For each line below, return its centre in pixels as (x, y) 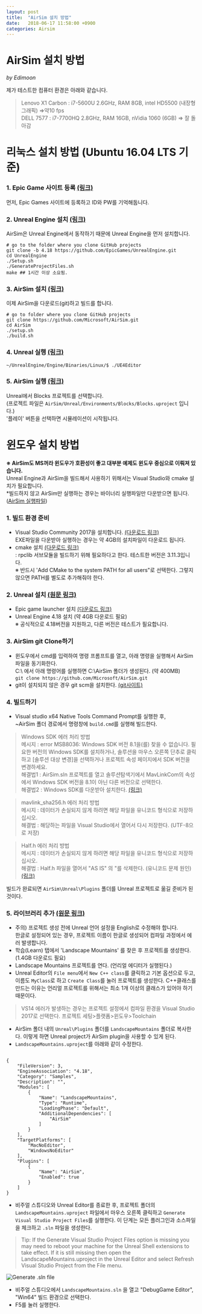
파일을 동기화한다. (36, 663)
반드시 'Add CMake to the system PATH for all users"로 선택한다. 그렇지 (107, 570)
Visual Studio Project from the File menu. (72, 1266)
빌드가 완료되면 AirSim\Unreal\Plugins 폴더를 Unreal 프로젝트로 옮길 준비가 (96, 888)
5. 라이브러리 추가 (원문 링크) (46, 913)
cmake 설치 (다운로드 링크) (47, 547)
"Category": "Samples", (47, 1077)
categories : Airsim (31, 29)
